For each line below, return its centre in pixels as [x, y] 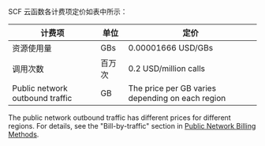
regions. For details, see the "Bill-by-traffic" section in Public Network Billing [132, 126]
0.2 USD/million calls [167, 68]
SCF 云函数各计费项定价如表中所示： [68, 11]
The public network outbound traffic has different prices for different [119, 118]
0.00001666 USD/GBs [171, 48]
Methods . [24, 134]
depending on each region [177, 98]
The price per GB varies [172, 88]
